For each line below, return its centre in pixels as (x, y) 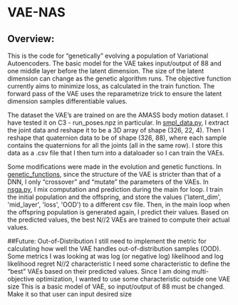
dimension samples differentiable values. (67, 101)
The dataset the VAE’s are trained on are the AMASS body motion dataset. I (118, 115)
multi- (200, 271)
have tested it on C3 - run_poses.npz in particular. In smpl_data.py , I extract (118, 123)
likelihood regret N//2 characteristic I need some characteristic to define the (119, 264)
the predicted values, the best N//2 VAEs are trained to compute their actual (119, 219)
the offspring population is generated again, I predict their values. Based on (118, 212)
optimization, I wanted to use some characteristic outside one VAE (133, 279)
